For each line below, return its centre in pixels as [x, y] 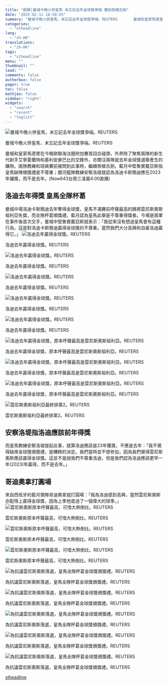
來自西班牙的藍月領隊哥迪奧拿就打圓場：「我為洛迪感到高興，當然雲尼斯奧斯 [83, 495]
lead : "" [14, 71]
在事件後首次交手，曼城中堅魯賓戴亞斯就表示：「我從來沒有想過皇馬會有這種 [83, 221]
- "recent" [21, 113]
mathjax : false [21, 94]
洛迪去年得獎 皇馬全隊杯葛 [45, 196]
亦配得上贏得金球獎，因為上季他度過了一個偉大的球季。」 [63, 501]
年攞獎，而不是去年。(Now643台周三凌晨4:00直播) [58, 178]
